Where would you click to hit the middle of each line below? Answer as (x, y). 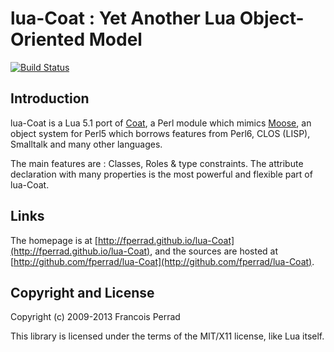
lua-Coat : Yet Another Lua (123, 18)
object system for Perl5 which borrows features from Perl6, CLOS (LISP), (160, 133)
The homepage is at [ (54, 240)
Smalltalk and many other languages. (86, 144)
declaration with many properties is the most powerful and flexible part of (161, 174)
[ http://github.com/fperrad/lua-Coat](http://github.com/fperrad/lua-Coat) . (162, 261)
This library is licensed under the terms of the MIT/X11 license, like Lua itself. (167, 336)
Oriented (48, 39)
